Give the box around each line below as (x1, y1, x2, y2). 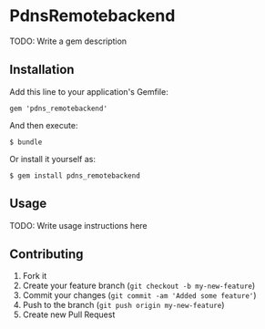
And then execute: (9, 119, 78, 130)
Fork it (22, 271, 47, 282)
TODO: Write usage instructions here (9, 220, 148, 231)
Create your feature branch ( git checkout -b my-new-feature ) (22, 280, 256, 292)
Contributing (9, 246, 84, 262)
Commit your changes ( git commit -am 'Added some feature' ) (22, 290, 257, 301)
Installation (9, 62, 75, 77)
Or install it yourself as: (9, 153, 96, 164)
